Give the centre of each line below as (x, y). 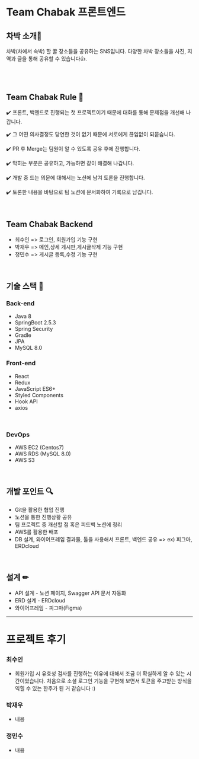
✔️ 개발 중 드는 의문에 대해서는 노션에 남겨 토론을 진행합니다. (76, 177)
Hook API (26, 401)
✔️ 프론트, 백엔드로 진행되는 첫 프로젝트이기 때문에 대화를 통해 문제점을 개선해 (95, 112)
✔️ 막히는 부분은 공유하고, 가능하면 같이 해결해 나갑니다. (70, 163)
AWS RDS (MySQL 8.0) (43, 454)
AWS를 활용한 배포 (36, 532)
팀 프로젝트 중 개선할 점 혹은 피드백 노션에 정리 (68, 524)
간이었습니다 (29, 681)
